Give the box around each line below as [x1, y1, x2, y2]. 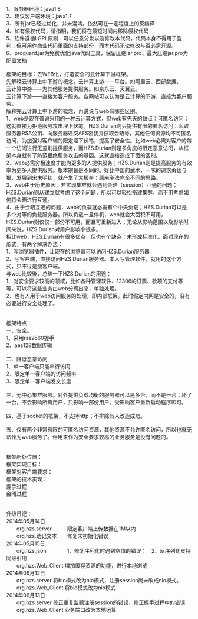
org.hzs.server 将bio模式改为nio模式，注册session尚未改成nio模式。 [16, 577, 182, 584]
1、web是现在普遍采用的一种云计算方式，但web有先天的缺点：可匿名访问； [6, 115, 189, 122]
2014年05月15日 [6, 540, 45, 547]
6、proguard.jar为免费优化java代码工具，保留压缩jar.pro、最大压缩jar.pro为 [6, 50, 189, 56]
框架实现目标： [6, 461, 42, 468]
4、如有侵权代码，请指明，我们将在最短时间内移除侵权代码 [6, 27, 149, 34]
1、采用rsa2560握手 [6, 335, 55, 341]
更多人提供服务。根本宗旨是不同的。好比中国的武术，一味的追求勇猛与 [16, 167, 187, 173]
